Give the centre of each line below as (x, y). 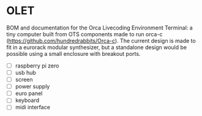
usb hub (26, 72)
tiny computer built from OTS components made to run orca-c (84, 34)
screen (24, 80)
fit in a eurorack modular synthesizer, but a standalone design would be (97, 47)
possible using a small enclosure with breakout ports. (73, 53)
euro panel (29, 93)
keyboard (27, 100)
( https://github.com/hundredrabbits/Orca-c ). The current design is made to (101, 41)
